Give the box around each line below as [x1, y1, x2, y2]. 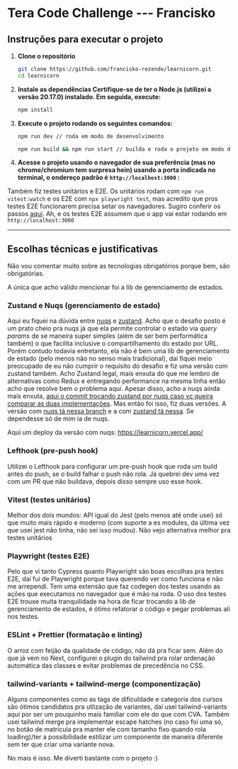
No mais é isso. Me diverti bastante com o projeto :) [7, 753, 158, 762]
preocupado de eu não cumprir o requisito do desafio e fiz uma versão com [7, 362, 228, 370]
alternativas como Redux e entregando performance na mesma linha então [7, 377, 226, 385]
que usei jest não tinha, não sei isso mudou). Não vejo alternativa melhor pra [7, 526, 231, 535]
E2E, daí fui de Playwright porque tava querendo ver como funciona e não [7, 575, 223, 583]
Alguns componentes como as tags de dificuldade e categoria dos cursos [7, 695, 223, 703]
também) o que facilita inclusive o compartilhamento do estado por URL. [7, 339, 219, 348]
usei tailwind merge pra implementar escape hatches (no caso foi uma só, [7, 717, 223, 726]
